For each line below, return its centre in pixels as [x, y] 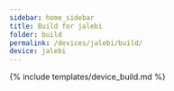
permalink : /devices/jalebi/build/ [76, 43]
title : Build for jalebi [56, 26]
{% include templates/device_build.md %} [87, 77]
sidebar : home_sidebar [52, 18]
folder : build [36, 34]
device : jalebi [38, 51]
